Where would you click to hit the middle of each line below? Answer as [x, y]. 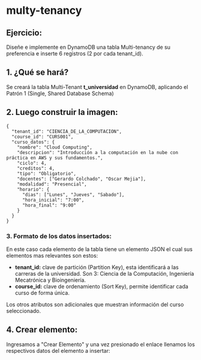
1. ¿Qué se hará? [37, 73]
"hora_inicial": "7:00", [53, 200]
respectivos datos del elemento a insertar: [58, 350]
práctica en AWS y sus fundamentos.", [55, 158]
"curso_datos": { [33, 142]
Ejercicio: [24, 33]
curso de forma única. [42, 293]
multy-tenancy [44, 11]
